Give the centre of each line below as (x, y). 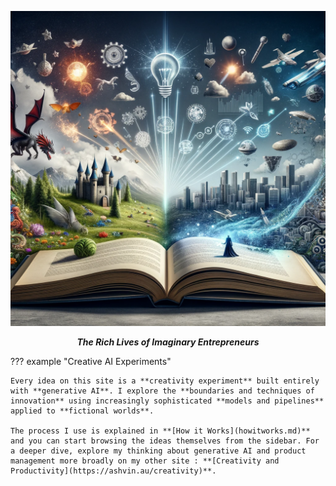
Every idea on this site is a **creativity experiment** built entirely (165, 381)
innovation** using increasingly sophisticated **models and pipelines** (167, 401)
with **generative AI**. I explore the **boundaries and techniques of (162, 391)
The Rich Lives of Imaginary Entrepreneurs (168, 342)
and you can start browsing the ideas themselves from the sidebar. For (165, 441)
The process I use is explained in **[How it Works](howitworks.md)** (160, 431)
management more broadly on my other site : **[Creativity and (145, 461)
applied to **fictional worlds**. (82, 411)
